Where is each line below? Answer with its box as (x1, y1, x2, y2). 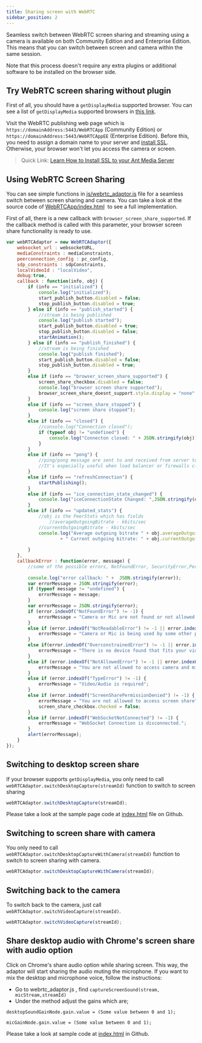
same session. (6, 50, 42, 57)
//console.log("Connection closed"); (38, 424, 133, 430)
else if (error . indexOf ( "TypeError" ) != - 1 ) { (28, 675, 147, 682)
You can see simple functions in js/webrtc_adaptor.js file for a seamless (6, 190, 183, 197)
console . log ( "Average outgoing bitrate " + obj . (38, 530, 163, 536)
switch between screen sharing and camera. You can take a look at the (6, 197, 182, 204)
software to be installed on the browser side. (6, 68, 117, 75)
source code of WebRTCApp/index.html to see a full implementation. (6, 203, 178, 211)
